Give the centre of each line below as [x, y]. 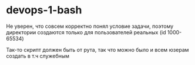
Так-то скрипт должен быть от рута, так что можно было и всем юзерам [97, 49]
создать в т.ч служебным [38, 56]
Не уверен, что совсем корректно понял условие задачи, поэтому [90, 26]
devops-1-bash [44, 10]
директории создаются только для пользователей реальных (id [86, 32]
